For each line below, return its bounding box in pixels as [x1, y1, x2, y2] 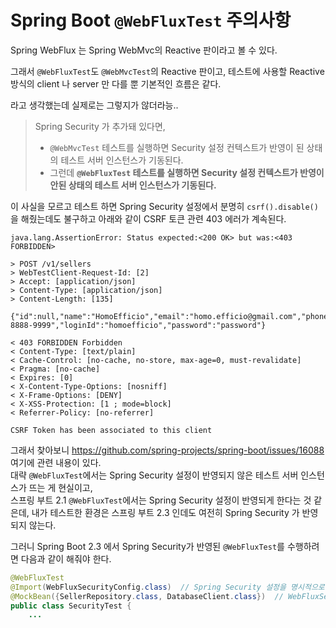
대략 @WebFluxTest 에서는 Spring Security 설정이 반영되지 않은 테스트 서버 [10, 469, 299, 481]
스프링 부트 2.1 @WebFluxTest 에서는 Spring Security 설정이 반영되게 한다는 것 [10, 494, 312, 506]
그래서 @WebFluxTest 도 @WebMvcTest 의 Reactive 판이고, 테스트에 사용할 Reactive [10, 65, 325, 77]
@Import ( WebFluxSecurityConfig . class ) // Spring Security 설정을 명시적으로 [10, 582, 325, 592]
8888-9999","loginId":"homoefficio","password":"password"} [10, 320, 267, 330]
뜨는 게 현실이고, [28, 481, 93, 493]
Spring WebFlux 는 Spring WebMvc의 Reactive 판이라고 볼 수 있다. [10, 44, 278, 56]
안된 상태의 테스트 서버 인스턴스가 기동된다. [49, 179, 217, 191]
